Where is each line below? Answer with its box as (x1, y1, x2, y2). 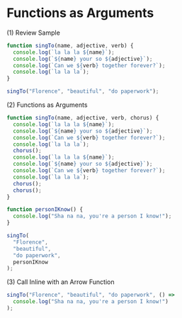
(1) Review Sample (6, 28, 61, 37)
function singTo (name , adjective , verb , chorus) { (6, 115, 159, 122)
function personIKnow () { (6, 206, 83, 213)
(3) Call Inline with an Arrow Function (6, 278, 115, 286)
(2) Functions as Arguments (6, 101, 88, 109)
